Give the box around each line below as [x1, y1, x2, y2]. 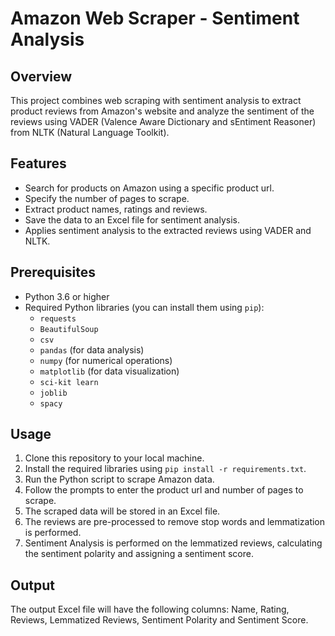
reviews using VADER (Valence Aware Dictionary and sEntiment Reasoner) [10, 116, 317, 127]
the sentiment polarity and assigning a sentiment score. [24, 548, 254, 560]
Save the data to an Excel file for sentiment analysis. [24, 213, 241, 226]
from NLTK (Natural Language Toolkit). [10, 127, 170, 138]
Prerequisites [10, 264, 96, 281]
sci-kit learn [39, 377, 99, 387]
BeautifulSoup [39, 324, 99, 334]
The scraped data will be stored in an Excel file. [24, 505, 221, 517]
